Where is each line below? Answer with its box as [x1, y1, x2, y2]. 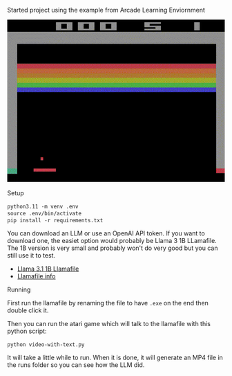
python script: [7, 327, 47, 335]
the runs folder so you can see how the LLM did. [7, 360, 145, 369]
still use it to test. [7, 251, 56, 259]
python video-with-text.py [7, 341, 85, 348]
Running [7, 285, 31, 294]
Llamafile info [17, 271, 56, 280]
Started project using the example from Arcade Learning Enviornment [7, 6, 206, 14]
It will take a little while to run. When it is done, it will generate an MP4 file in [7, 353, 223, 361]
